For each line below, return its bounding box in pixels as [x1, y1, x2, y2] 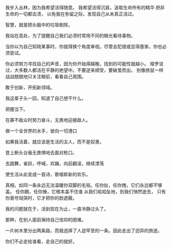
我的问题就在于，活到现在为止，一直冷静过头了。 [5, 206, 109, 212]
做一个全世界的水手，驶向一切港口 [5, 128, 77, 134]
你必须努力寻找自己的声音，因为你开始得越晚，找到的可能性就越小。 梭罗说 [5, 61, 164, 66]
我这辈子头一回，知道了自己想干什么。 [5, 95, 86, 101]
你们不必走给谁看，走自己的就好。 [5, 238, 77, 244]
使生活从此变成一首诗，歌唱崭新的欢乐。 [5, 171, 91, 177]
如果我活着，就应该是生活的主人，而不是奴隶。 [5, 139, 104, 145]
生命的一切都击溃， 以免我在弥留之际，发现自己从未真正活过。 [5, 11, 137, 17]
